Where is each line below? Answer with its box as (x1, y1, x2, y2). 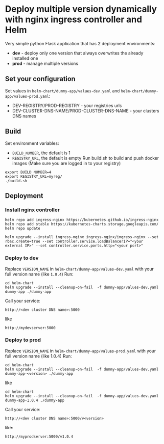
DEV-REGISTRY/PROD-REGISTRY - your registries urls (12, 102, 122, 109)
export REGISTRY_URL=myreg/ (5, 174, 63, 179)
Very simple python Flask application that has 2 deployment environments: (5, 40, 156, 46)
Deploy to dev (5, 254, 39, 261)
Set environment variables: (5, 140, 59, 146)
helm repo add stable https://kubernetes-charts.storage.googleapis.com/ (5, 222, 159, 227)
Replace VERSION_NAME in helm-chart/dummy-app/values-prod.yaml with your (5, 348, 156, 354)
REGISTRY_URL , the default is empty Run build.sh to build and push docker (12, 155, 159, 161)
